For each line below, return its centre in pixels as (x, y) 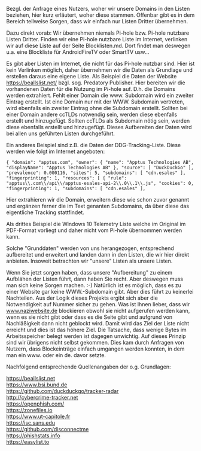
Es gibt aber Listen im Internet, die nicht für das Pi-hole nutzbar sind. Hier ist (100, 63)
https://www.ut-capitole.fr (38, 416)
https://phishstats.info (33, 435)
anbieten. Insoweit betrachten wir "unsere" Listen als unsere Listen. (89, 261)
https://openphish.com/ (35, 404)
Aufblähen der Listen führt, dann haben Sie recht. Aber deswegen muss (95, 279)
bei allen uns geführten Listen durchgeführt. (61, 133)
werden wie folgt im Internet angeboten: (56, 151)
